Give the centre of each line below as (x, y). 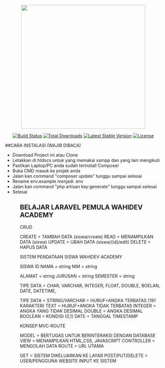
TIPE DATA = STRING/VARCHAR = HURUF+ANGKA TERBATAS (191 (88, 300)
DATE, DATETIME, (38, 291)
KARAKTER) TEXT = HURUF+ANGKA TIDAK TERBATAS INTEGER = (88, 306)
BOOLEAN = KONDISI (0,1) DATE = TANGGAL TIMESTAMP (79, 316)
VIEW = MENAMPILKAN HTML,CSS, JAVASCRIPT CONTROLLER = (87, 341)
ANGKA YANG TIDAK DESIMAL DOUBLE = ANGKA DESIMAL (81, 311)
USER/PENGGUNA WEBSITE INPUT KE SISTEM (68, 361)
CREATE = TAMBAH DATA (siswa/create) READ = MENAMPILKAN (86, 237)
